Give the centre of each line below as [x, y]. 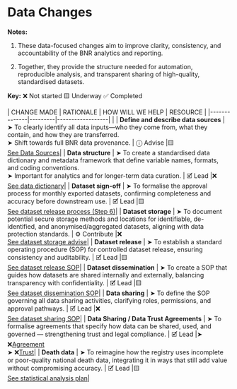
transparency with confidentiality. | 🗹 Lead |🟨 [75, 282]
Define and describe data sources [170, 119]
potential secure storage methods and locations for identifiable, [100, 219]
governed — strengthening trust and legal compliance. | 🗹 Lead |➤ [105, 334]
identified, [22, 226]
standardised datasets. [51, 81]
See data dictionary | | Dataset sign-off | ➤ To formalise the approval [107, 186]
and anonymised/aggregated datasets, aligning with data [121, 226]
